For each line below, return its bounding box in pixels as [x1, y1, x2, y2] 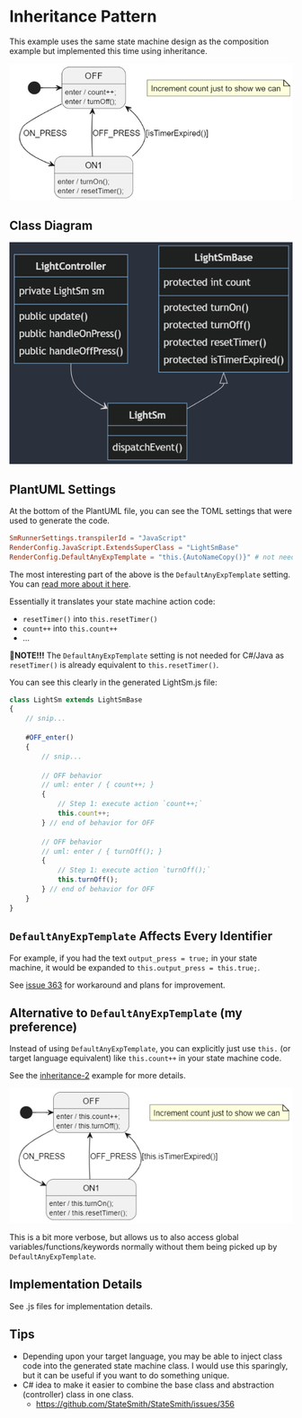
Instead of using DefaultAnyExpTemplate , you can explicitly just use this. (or [9, 1043, 291, 1054]
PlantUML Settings [9, 482, 117, 497]
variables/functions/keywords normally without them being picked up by [9, 1241, 278, 1252]
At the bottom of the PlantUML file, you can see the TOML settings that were [9, 505, 292, 516]
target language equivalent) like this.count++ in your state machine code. [9, 1053, 282, 1064]
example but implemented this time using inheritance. [9, 45, 209, 56]
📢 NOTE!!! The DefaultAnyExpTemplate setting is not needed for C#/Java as [9, 650, 285, 660]
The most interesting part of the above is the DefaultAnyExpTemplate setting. [9, 569, 290, 580]
